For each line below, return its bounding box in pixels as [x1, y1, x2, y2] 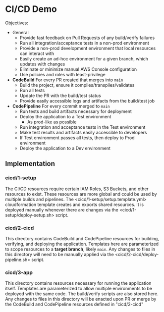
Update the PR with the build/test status [19, 93, 101, 99]
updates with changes [19, 61, 65, 67]
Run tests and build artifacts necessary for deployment [19, 108, 132, 114]
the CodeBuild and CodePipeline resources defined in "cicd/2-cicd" [5, 301, 144, 308]
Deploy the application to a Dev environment [19, 145, 110, 151]
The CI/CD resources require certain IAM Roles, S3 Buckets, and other [5, 186, 149, 192]
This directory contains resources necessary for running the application [5, 280, 152, 286]
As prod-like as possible [27, 119, 77, 125]
